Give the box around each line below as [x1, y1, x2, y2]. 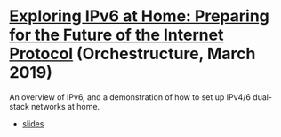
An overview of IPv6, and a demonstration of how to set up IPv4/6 [9, 91, 252, 103]
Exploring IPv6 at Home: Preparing [9, 6, 269, 27]
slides [21, 118, 44, 129]
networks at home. [30, 101, 100, 111]
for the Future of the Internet [9, 25, 224, 45]
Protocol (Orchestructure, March [9, 44, 256, 64]
